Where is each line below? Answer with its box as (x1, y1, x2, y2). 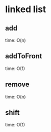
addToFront (5, 52, 42, 60)
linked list (5, 4, 46, 15)
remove (5, 80, 29, 89)
